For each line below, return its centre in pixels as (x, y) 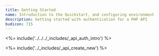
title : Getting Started (31, 10)
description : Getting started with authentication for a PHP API (76, 19)
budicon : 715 (19, 24)
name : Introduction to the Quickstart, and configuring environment (80, 15)
